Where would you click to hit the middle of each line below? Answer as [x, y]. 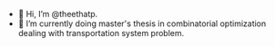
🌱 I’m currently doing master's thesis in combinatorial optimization [142, 23]
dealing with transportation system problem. [101, 33]
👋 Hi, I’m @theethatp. [58, 14]
